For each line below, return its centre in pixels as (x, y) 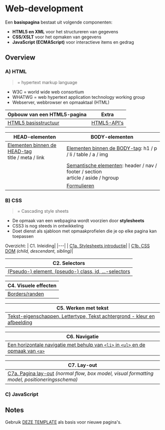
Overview (20, 58)
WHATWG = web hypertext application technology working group (79, 97)
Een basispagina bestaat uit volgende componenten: (59, 22)
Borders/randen (26, 294)
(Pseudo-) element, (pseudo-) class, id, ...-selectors (69, 271)
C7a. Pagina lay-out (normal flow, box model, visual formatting (81, 373)
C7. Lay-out (82, 365)
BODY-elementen (112, 137)
